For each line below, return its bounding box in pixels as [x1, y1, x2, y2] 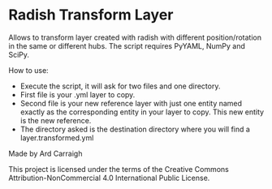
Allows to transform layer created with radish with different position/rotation [8, 32, 262, 42]
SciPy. [8, 49, 30, 59]
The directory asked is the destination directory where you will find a [19, 124, 250, 134]
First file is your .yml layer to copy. [19, 89, 136, 99]
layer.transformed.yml [19, 132, 94, 143]
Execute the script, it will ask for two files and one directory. [19, 81, 221, 91]
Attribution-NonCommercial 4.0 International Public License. [8, 173, 210, 183]
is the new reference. [19, 115, 92, 125]
